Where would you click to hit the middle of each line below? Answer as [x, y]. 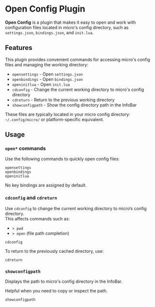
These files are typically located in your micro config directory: [68, 114]
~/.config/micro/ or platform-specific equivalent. [54, 119]
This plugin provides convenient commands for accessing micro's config [77, 60]
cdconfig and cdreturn [31, 198]
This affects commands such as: [38, 218]
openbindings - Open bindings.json [47, 79]
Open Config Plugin [45, 9]
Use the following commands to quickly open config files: [62, 159]
